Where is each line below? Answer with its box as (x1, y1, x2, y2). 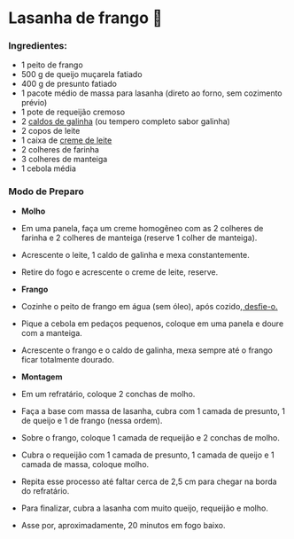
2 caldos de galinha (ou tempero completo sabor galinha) (20, 116, 231, 127)
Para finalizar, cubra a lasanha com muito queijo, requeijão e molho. (20, 503, 269, 513)
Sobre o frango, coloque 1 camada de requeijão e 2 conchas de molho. (20, 432, 280, 442)
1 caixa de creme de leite (20, 135, 112, 145)
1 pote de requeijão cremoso (20, 106, 126, 118)
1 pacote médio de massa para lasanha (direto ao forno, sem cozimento (20, 88, 282, 98)
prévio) (20, 98, 48, 108)
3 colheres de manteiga (20, 154, 108, 165)
